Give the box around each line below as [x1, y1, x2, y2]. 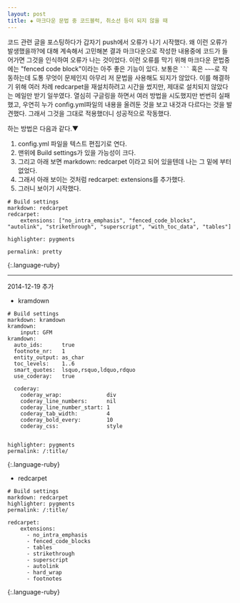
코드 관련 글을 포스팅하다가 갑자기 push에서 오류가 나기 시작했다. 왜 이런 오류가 [7, 37, 228, 46]
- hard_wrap [26, 569, 62, 576]
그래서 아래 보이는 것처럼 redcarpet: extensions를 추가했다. [17, 175, 186, 183]
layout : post [7, 10, 46, 18]
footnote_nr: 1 [14, 348, 66, 355]
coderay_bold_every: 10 [20, 416, 114, 423]
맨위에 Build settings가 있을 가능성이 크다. [17, 148, 136, 157]
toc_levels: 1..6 [14, 360, 75, 368]
